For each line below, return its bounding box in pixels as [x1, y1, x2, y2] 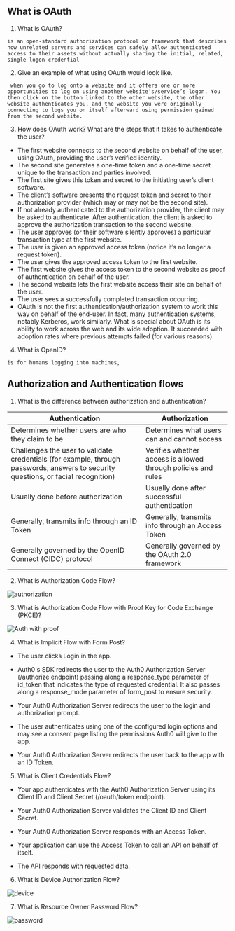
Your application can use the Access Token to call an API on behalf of [17, 841, 218, 849]
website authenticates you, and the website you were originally [7, 100, 201, 107]
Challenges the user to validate [10, 445, 113, 455]
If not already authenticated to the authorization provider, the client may [17, 205, 225, 214]
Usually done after [145, 483, 206, 492]
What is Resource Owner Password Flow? [17, 902, 138, 911]
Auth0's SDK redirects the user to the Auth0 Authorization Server [17, 665, 206, 673]
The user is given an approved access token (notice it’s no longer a [17, 242, 211, 251]
